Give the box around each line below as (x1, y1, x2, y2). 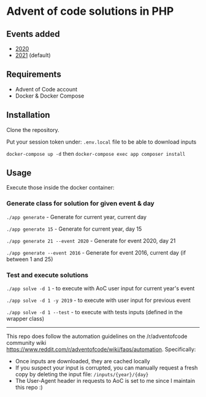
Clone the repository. (6, 126, 59, 133)
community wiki (6, 339, 47, 347)
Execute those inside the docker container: (6, 184, 115, 191)
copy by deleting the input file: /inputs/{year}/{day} (15, 371, 149, 378)
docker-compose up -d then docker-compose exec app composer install (6, 150, 186, 157)
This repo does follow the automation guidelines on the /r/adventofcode (6, 333, 188, 340)
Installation (6, 110, 50, 120)
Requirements (6, 69, 61, 80)
